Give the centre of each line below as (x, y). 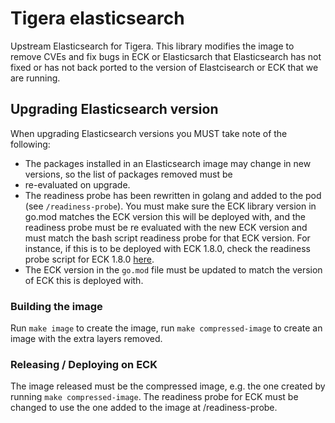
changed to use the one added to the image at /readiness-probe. (144, 408)
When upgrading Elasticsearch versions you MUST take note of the (149, 133)
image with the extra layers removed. (86, 339)
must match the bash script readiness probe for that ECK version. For (167, 238)
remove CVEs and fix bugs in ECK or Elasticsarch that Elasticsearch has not (166, 56)
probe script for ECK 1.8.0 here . (89, 259)
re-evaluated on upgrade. (77, 184)
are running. (35, 78)
